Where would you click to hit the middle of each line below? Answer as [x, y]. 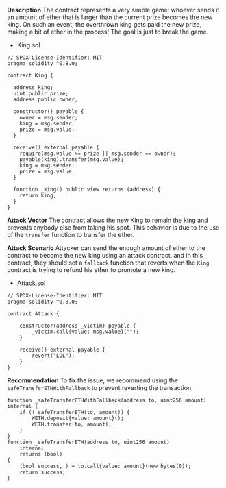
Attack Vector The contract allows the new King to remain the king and [108, 220]
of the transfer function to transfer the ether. [71, 235]
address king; [33, 88]
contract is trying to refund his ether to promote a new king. [91, 270]
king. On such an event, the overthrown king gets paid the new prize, [104, 24]
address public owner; [46, 99]
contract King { [30, 75]
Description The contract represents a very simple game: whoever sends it [113, 10]
